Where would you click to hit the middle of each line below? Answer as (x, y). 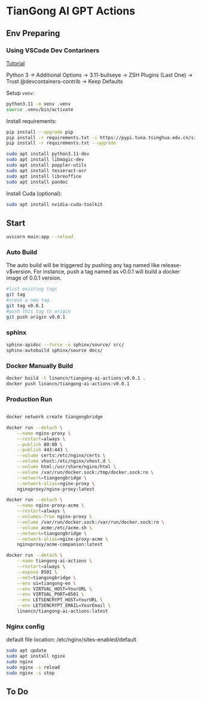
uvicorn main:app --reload (40, 237)
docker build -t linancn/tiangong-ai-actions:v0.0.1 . (76, 378)
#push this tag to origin (38, 311)
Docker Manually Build (40, 366)
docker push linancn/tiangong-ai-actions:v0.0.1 (68, 384)
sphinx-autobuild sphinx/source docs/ (54, 350)
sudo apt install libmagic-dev (45, 160)
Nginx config (25, 627)
